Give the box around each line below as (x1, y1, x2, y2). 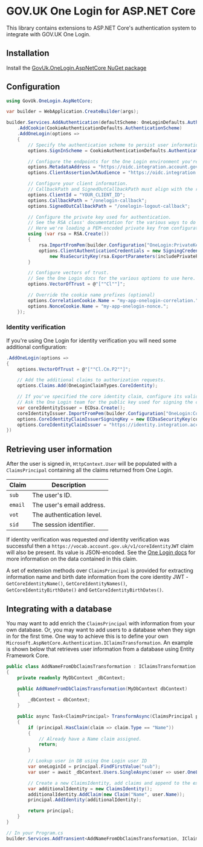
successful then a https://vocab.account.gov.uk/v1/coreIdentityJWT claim (6, 543, 194, 550)
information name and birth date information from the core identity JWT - (6, 573, 188, 581)
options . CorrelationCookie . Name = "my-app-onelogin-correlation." (28, 297, 199, 303)
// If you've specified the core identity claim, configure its (17, 394, 182, 400)
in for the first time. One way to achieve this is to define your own (6, 633, 169, 640)
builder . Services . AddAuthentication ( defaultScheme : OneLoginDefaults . (6, 120, 188, 126)
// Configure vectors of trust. (28, 270, 110, 276)
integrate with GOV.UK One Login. (6, 30, 91, 37)
